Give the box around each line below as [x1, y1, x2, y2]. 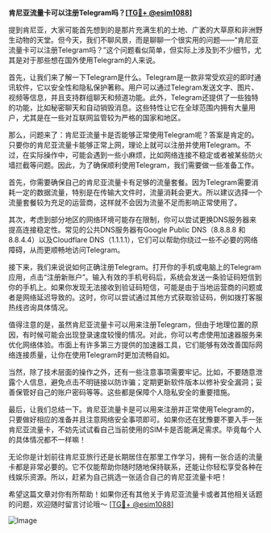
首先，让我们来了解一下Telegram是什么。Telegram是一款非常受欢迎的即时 [8, 73, 255, 82]
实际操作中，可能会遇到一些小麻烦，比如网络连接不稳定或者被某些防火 [29, 150, 263, 160]
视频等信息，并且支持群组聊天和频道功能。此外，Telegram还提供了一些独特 [8, 93, 259, 102]
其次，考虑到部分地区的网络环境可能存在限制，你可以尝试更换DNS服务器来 [8, 215, 256, 225]
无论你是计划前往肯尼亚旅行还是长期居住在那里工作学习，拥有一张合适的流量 [8, 452, 263, 461]
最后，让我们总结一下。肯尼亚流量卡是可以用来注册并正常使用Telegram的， [8, 405, 259, 414]
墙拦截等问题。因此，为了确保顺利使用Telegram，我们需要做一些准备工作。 [8, 161, 259, 170]
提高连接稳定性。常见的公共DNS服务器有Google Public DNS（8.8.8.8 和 [8, 225, 246, 234]
